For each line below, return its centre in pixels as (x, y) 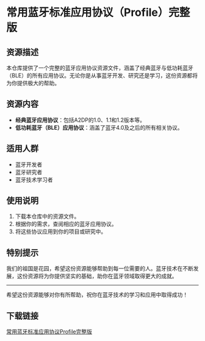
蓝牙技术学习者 (34, 180)
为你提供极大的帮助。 (33, 83)
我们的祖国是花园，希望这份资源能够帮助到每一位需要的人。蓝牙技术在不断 (100, 269)
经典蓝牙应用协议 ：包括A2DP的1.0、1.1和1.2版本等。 (80, 120)
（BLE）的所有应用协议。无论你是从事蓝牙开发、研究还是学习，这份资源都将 (102, 76)
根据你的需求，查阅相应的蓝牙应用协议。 (66, 224)
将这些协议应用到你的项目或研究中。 (61, 231)
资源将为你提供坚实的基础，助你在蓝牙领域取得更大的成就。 (102, 276)
